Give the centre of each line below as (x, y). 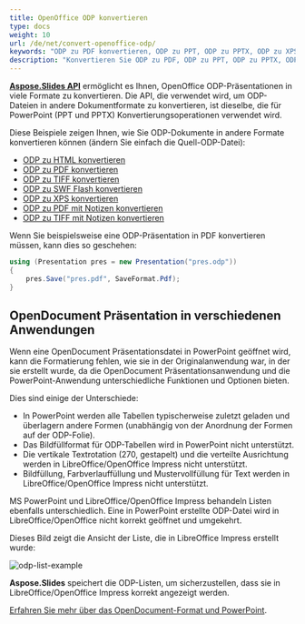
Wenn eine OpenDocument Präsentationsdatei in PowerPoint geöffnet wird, (150, 352)
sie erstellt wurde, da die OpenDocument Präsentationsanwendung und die (150, 371)
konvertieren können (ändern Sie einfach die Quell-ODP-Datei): (128, 142)
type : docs (30, 26)
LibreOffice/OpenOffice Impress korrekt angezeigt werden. (119, 593)
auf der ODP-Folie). (59, 435)
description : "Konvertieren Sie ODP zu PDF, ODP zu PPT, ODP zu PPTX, (146, 60)
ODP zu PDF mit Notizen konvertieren (93, 208)
